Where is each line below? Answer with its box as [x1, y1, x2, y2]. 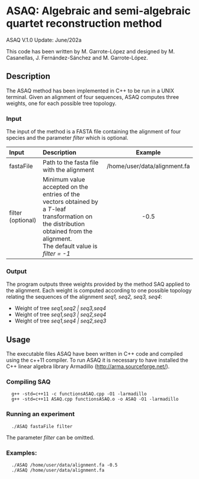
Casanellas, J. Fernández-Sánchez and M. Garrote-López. [6, 54, 148, 61]
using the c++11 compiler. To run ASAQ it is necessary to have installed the [6, 357, 188, 364]
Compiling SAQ [6, 378, 51, 386]
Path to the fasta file [42, 158, 99, 167]
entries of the [42, 190, 80, 199]
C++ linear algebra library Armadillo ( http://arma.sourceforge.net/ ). [6, 363, 170, 370]
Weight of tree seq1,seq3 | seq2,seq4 [14, 311, 107, 318]
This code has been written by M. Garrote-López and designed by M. [6, 47, 175, 55]
